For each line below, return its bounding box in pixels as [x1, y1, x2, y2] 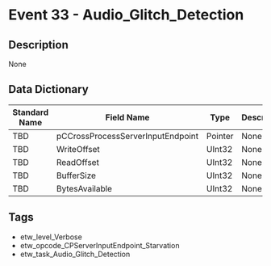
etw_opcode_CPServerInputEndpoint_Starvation [19, 240, 180, 250]
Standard [12, 107, 49, 118]
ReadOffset [56, 156, 99, 167]
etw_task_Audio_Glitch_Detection [19, 249, 131, 259]
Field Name [105, 112, 150, 123]
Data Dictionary [8, 82, 89, 96]
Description [8, 38, 69, 52]
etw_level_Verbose [19, 232, 82, 242]
